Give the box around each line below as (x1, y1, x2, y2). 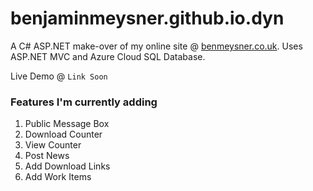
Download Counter (24, 128, 103, 141)
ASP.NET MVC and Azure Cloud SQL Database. (10, 50, 206, 62)
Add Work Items (24, 171, 92, 183)
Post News (24, 150, 70, 162)
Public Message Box (24, 118, 110, 130)
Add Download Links (24, 160, 111, 172)
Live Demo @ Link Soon (10, 70, 108, 82)
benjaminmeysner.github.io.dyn (10, 7, 285, 30)
